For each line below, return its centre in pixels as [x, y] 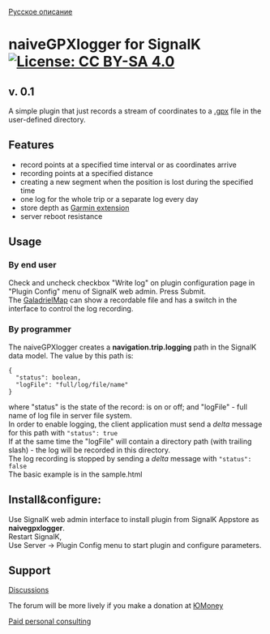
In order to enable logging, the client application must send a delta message [135, 424]
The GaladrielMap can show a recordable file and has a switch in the [123, 300]
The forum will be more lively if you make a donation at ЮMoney [116, 606]
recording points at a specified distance [86, 173]
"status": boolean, [49, 377]
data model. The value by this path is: [71, 355]
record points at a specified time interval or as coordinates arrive [128, 165]
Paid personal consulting [50, 621]
